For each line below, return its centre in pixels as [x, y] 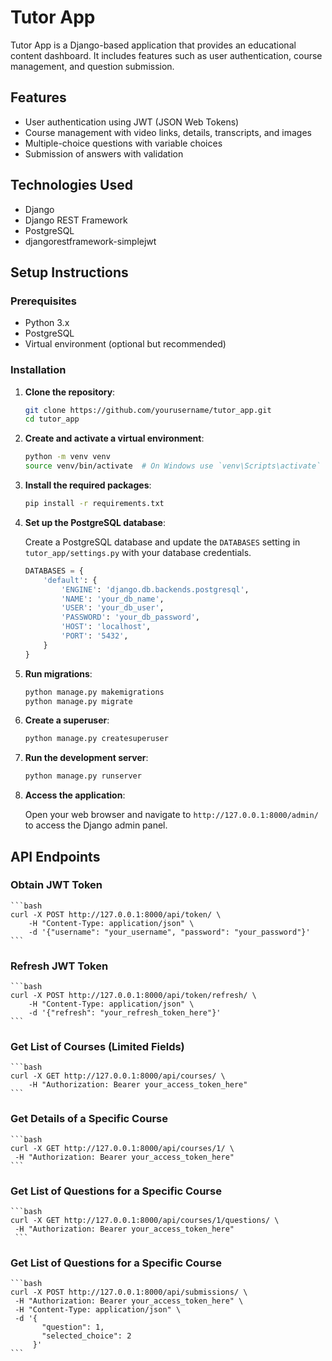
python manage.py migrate [78, 701]
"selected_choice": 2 [86, 1336]
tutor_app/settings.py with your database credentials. [138, 552]
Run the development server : [86, 758]
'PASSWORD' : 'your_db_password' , [131, 617]
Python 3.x [47, 323]
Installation [38, 370]
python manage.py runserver [83, 776]
